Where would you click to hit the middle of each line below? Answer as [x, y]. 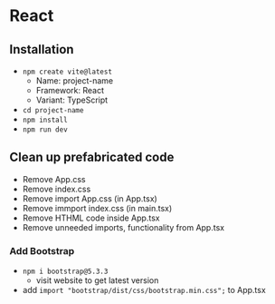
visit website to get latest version [97, 280]
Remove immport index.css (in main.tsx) [97, 208]
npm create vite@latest [67, 72]
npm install [45, 120]
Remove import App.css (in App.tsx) [90, 198]
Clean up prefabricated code [92, 157]
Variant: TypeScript [72, 100]
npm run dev [45, 130]
